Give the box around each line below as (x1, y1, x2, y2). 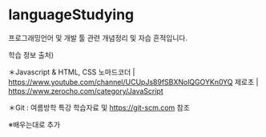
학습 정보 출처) (8, 50, 54, 59)
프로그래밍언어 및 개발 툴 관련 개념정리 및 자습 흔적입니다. (8, 33, 188, 42)
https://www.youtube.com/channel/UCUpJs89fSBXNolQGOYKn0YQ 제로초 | (8, 77, 259, 87)
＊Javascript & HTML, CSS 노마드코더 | (8, 66, 135, 77)
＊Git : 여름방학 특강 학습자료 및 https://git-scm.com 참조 (8, 103, 191, 112)
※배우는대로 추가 (8, 119, 61, 129)
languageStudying (8, 6, 135, 24)
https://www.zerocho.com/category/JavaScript (8, 86, 163, 95)
